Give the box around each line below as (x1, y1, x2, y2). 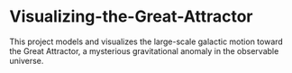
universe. (9, 55, 44, 66)
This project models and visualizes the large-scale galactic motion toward (9, 36, 284, 47)
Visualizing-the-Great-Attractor (9, 6, 253, 27)
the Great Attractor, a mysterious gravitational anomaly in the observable (9, 45, 279, 56)
